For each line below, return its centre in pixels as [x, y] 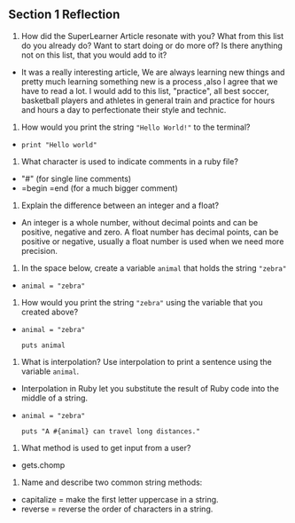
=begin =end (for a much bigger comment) [99, 188]
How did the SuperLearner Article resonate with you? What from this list [152, 36]
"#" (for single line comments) [76, 178]
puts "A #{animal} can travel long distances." [110, 431]
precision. [39, 250]
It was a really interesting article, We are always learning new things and [153, 72]
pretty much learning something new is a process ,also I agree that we [149, 81]
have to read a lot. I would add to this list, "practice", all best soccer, [145, 91]
